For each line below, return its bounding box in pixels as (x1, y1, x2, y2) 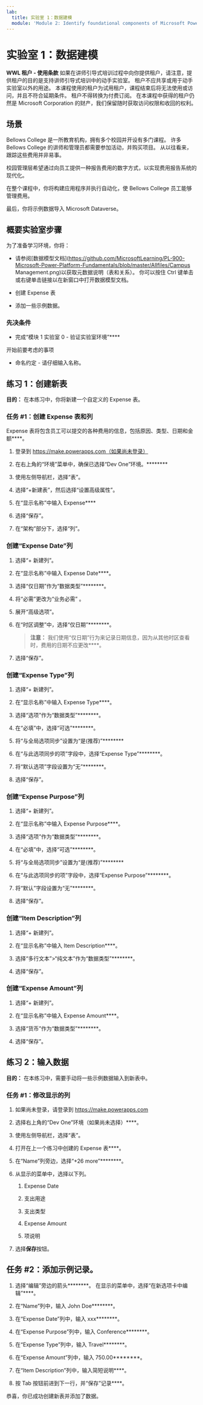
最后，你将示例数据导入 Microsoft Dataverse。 (6, 205, 122, 213)
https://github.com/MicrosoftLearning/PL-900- (68, 254, 185, 262)
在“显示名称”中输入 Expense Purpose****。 (14, 820, 124, 827)
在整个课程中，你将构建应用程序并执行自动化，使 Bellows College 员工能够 (6, 185, 192, 192)
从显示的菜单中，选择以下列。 (14, 1170, 89, 1177)
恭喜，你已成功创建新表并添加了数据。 (6, 1392, 101, 1400)
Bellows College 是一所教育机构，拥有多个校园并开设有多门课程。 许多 (6, 136, 182, 144)
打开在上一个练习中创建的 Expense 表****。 (14, 1144, 125, 1151)
